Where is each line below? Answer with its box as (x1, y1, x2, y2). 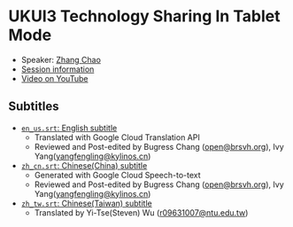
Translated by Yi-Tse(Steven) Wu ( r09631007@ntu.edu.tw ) (34, 207, 249, 218)
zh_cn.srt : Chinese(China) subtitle (20, 160, 148, 170)
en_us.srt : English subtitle (20, 122, 118, 133)
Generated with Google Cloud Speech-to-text (34, 169, 201, 180)
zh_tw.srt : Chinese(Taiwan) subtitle (20, 198, 152, 208)
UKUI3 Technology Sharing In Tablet (8, 6, 281, 27)
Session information (20, 64, 95, 74)
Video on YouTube (20, 73, 89, 83)
